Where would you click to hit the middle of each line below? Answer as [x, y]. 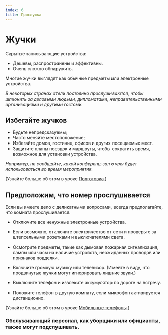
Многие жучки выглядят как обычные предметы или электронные [77, 78]
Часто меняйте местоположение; [49, 138]
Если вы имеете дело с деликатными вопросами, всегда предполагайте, [84, 207]
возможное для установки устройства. [55, 154]
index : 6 [14, 10]
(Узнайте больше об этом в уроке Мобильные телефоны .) [67, 308]
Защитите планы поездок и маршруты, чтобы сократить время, [81, 149]
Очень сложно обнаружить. [43, 69]
